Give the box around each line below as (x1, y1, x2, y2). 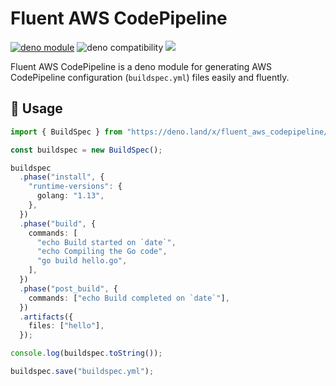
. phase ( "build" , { (19, 218, 97, 229)
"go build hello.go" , (36, 256, 128, 266)
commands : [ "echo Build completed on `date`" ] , (28, 293, 230, 303)
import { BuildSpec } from (10, 127, 123, 137)
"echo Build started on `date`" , (36, 237, 177, 247)
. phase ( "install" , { (19, 172, 105, 182)
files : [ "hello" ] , (28, 321, 105, 331)
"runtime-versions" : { (28, 182, 123, 192)
